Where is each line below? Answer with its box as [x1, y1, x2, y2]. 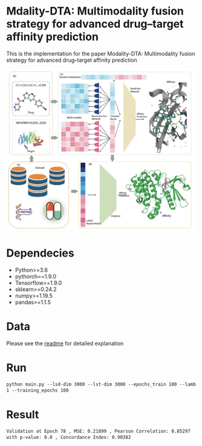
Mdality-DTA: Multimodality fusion [6, 4, 184, 18]
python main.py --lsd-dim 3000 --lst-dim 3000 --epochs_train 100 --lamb [6, 381, 197, 388]
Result [6, 407, 39, 421]
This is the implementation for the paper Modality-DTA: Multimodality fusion [6, 50, 195, 57]
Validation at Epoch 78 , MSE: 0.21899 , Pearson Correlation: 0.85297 [6, 428, 191, 435]
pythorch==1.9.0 [15, 272, 56, 280]
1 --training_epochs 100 [6, 387, 69, 394]
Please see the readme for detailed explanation [6, 339, 124, 347]
